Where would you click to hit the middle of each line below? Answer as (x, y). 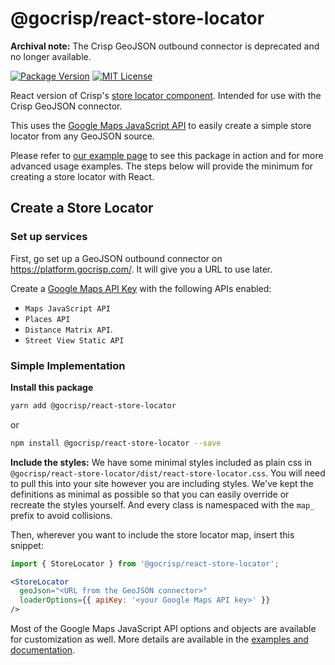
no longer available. (51, 56)
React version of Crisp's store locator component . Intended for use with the (166, 95)
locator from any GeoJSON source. (82, 136)
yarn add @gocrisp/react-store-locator (93, 405)
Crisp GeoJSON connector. (66, 106)
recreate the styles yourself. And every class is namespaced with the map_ (162, 504)
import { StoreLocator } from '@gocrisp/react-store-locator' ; (145, 563)
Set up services (49, 237)
